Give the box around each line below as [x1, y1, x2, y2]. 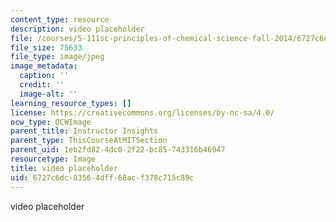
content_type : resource [10, 14, 110, 25]
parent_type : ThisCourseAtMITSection [10, 136, 168, 146]
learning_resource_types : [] [10, 98, 132, 108]
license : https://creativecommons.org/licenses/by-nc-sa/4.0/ [10, 107, 275, 118]
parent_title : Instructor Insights [10, 126, 159, 136]
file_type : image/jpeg [10, 52, 105, 62]
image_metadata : [10, 61, 78, 71]
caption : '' [19, 71, 70, 81]
